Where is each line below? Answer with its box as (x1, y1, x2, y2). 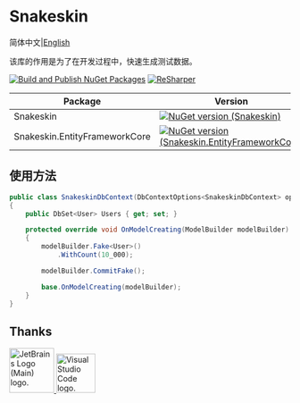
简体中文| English (9, 37, 71, 47)
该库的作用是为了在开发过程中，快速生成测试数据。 (9, 55, 197, 66)
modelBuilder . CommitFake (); (41, 266, 146, 275)
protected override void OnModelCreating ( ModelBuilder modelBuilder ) (25, 225, 290, 234)
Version (213, 95, 248, 107)
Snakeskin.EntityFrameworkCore (13, 130, 151, 142)
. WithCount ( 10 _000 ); (56, 250, 134, 259)
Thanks (9, 323, 53, 339)
